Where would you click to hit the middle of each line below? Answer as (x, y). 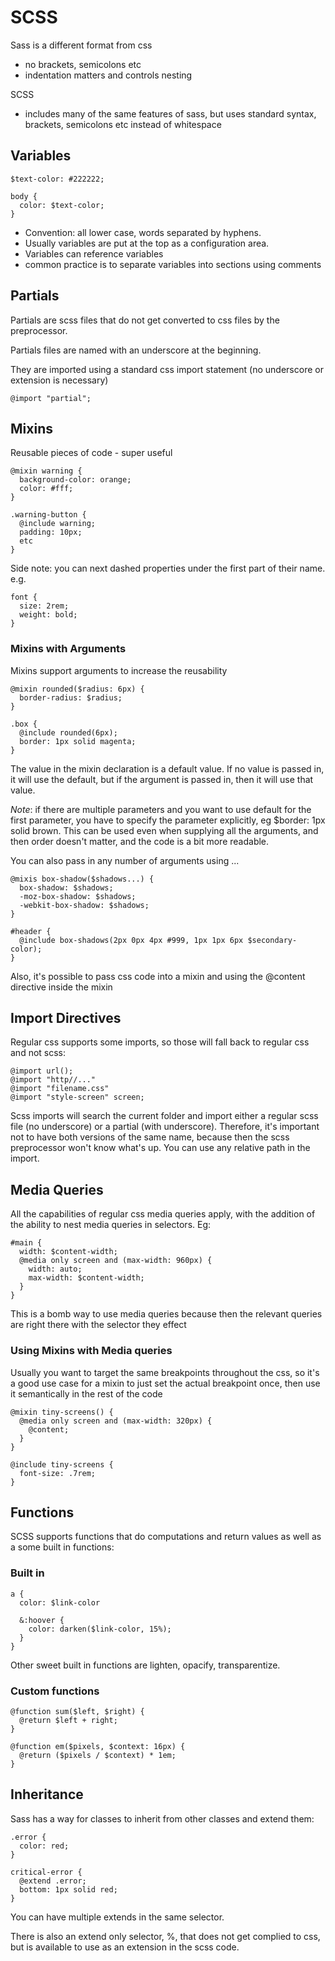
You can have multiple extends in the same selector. (117, 1917)
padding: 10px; (51, 532)
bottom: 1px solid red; (68, 1889)
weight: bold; (48, 615)
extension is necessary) (59, 380)
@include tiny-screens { (62, 1464)
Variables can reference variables (94, 253)
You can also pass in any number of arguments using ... (125, 860)
